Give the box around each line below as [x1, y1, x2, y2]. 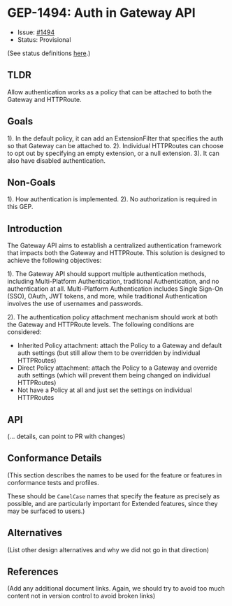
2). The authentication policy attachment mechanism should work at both [7, 313, 218, 322]
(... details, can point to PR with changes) [7, 432, 126, 440]
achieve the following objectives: [7, 257, 102, 265]
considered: [7, 328, 42, 336]
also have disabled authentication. [7, 156, 106, 165]
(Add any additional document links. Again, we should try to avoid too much [7, 584, 225, 593]
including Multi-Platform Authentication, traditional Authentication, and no [7, 277, 219, 286]
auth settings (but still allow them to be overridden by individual [17, 349, 201, 357]
